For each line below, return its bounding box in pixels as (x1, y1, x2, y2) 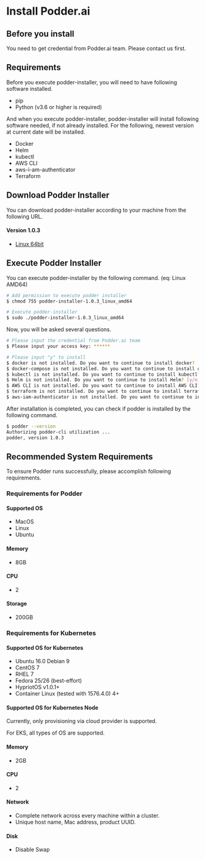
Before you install (6, 29, 74, 39)
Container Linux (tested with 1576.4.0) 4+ (15, 690, 120, 697)
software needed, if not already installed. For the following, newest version (6, 121, 194, 129)
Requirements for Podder (6, 489, 83, 498)
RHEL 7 (15, 670, 34, 678)
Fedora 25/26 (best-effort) (15, 677, 82, 685)
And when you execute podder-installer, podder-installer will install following (6, 115, 199, 123)
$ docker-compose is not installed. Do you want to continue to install (6, 365, 195, 372)
